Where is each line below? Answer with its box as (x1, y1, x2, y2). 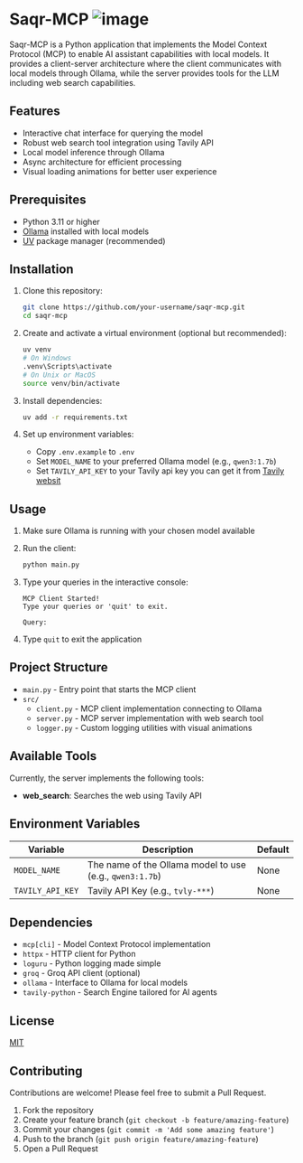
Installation (9, 261, 74, 277)
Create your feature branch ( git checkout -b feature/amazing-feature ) (22, 1114, 289, 1125)
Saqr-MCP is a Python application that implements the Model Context (9, 39, 268, 50)
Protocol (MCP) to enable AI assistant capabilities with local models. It (9, 48, 270, 59)
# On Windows (22, 353, 72, 362)
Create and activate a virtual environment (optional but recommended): (22, 328, 287, 339)
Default (256, 843, 289, 856)
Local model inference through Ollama (22, 146, 165, 157)
